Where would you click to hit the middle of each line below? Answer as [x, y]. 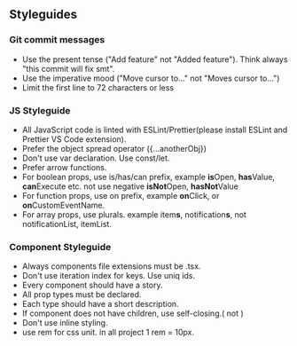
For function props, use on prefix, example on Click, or [121, 195]
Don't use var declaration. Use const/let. [96, 158]
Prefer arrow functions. [64, 167]
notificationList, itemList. [67, 224]
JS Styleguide [40, 110]
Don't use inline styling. [65, 323]
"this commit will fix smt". [68, 68]
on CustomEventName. [63, 205]
